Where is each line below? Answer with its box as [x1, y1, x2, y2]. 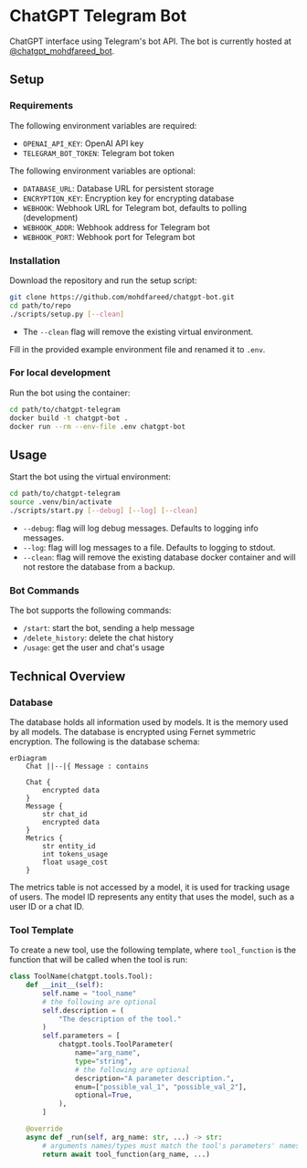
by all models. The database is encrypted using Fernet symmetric [9, 726, 256, 737]
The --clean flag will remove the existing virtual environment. [22, 326, 254, 337]
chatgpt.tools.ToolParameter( [58, 1040, 174, 1049]
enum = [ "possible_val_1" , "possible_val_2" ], [74, 1082, 248, 1091]
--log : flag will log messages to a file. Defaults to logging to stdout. [22, 542, 276, 552]
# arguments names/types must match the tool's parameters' [42, 1141, 276, 1151]
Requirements [9, 100, 74, 112]
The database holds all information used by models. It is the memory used [9, 716, 289, 727]
